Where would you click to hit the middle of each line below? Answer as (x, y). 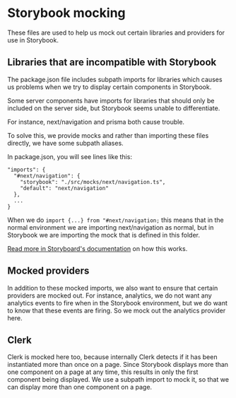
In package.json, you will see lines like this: (70, 156)
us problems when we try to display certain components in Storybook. (110, 87)
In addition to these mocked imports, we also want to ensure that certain (113, 288)
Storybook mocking (66, 13)
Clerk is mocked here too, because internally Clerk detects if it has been (112, 357)
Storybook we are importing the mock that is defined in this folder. (104, 235)
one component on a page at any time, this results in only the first (103, 372)
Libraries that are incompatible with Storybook (112, 63)
